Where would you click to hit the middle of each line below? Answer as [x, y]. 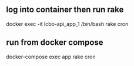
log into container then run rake [65, 10]
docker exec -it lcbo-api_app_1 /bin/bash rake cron [67, 24]
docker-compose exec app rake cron [51, 57]
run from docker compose [55, 43]
